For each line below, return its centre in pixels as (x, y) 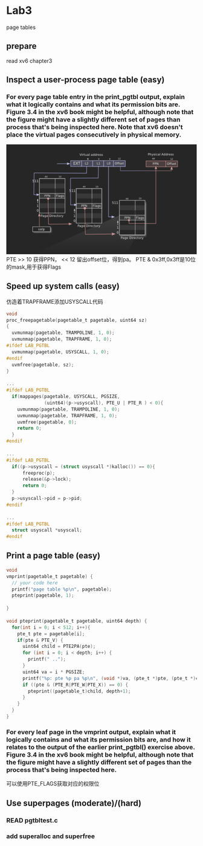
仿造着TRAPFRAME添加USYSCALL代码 (55, 301)
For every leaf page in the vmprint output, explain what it (91, 732)
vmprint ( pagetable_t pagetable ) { (50, 576)
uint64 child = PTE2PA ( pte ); (59, 647)
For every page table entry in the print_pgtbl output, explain (96, 97)
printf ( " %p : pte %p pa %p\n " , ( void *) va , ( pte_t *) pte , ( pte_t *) (109, 678)
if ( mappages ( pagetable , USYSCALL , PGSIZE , (66, 397)
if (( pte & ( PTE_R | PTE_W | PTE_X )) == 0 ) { (75, 685)
